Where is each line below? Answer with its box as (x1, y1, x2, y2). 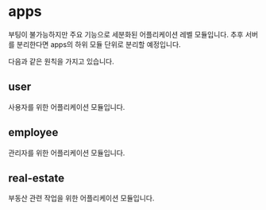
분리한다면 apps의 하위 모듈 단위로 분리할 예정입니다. (16, 39, 181, 49)
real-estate (8, 171, 65, 185)
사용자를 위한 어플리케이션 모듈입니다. (8, 102, 125, 111)
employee (8, 126, 59, 139)
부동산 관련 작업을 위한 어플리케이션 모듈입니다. (8, 193, 155, 203)
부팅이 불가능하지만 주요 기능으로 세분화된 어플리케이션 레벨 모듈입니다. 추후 (8, 29, 244, 39)
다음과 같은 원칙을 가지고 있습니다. (8, 56, 114, 66)
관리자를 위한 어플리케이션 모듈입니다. (8, 148, 125, 157)
